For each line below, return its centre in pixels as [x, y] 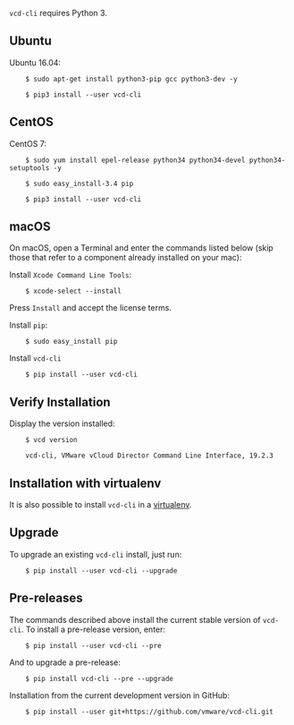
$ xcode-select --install [74, 291]
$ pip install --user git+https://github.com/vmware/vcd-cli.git [150, 712]
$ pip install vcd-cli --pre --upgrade [100, 678]
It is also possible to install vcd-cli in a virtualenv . [101, 505]
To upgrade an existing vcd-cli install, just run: [96, 554]
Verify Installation [60, 402]
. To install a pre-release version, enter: [93, 629]
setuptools [29, 168]
